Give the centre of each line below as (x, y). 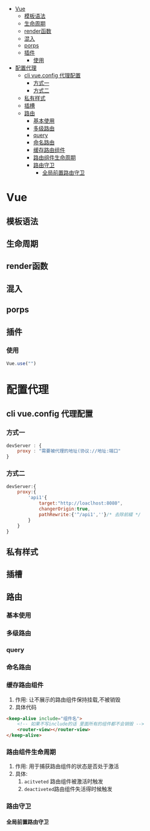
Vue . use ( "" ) (21, 363)
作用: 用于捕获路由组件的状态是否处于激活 (67, 766)
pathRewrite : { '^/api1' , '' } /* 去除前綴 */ (90, 514)
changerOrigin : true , (64, 509)
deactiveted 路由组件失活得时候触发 (68, 789)
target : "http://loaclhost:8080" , (80, 503)
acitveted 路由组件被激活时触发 (64, 781)
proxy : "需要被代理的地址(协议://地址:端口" (69, 451)
